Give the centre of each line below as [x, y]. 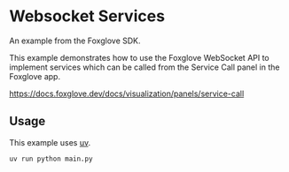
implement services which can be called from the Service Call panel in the [144, 67]
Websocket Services [87, 16]
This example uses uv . [50, 142]
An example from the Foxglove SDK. [75, 41]
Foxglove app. [35, 76]
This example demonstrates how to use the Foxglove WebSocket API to [140, 57]
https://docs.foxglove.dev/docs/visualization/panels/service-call [127, 93]
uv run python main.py [51, 159]
